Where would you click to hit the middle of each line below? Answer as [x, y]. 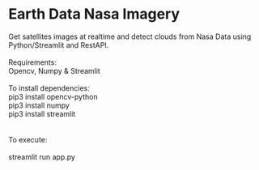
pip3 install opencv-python [53, 96]
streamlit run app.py [42, 157]
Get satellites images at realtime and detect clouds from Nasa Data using [130, 36]
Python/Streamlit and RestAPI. [59, 45]
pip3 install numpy [39, 105]
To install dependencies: [49, 88]
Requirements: [32, 62]
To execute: [28, 139]
